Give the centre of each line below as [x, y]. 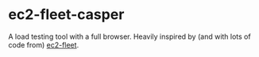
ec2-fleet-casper [66, 15]
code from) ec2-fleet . [44, 44]
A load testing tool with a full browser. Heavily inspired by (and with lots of [130, 36]
